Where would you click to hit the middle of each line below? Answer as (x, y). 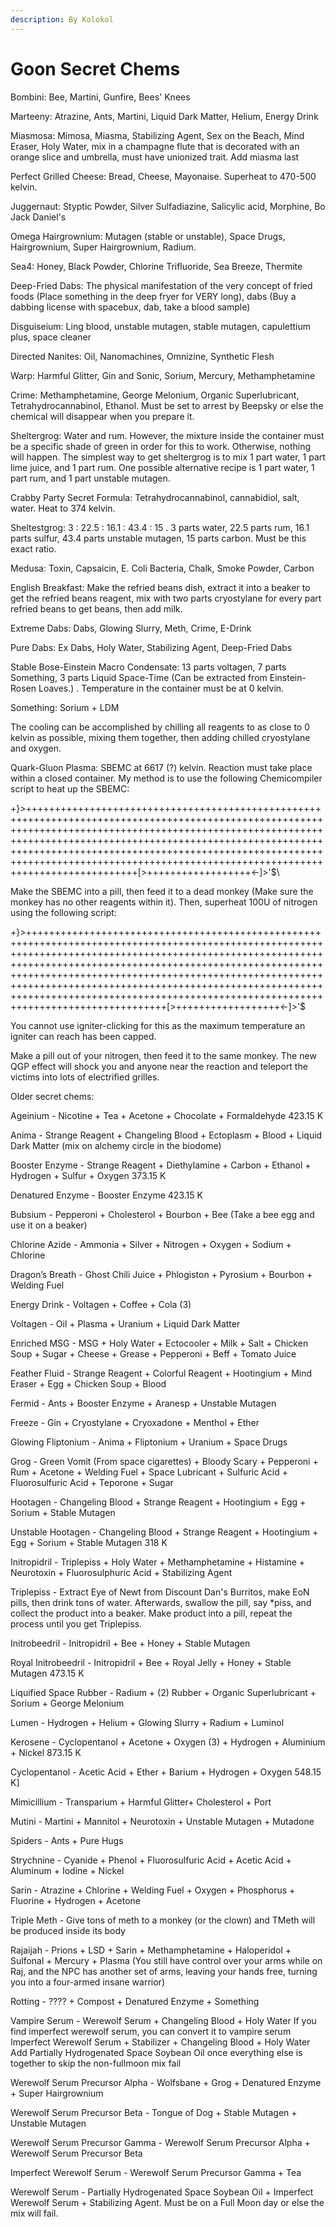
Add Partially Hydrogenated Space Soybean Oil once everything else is (156, 2052)
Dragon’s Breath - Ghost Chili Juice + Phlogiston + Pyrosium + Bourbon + (161, 1274)
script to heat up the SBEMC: (70, 788)
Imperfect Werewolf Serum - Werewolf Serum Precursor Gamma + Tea (156, 2172)
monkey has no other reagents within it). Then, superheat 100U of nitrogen (164, 902)
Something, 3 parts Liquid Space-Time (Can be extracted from (139, 677)
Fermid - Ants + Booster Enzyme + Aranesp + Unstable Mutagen (143, 1403)
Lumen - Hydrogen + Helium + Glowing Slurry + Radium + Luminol (147, 1722)
